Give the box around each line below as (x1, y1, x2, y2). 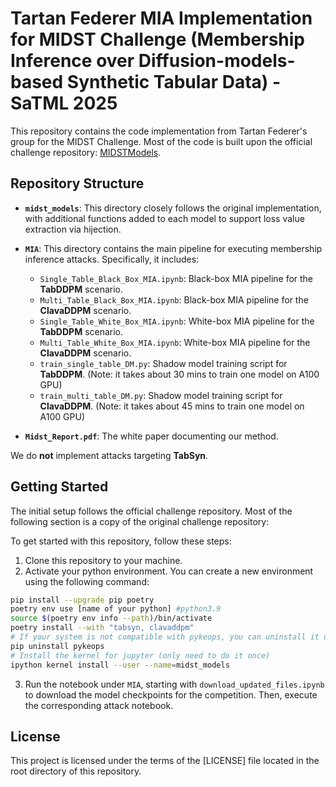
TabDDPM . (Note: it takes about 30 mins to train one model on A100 (39, 368, 320, 380)
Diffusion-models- (138, 50, 296, 72)
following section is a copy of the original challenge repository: (10, 515, 270, 527)
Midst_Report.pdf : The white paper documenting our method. (24, 430, 279, 442)
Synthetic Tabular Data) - (66, 71, 282, 94)
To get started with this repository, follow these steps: (10, 535, 232, 547)
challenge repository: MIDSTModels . (10, 146, 162, 158)
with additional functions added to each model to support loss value (24, 212, 305, 224)
